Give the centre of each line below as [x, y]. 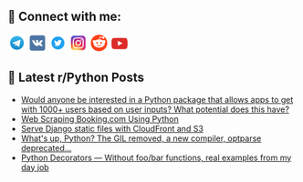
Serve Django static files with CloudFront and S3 [112, 128]
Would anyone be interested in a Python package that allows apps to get [157, 99]
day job [35, 167]
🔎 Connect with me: [64, 17]
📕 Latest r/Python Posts [76, 78]
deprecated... [46, 147]
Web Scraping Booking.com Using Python [99, 118]
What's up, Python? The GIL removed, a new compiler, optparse [141, 138]
